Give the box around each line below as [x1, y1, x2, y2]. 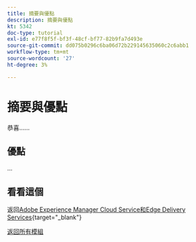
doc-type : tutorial [7, 29, 63, 37]
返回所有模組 [7, 228, 43, 236]
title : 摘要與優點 [7, 10, 55, 17]
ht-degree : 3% [7, 61, 48, 68]
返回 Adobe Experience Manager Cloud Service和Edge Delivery [7, 205, 186, 214]
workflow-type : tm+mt [7, 49, 69, 56]
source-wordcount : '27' [7, 55, 76, 62]
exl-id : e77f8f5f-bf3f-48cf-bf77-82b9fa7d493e [7, 36, 143, 43]
